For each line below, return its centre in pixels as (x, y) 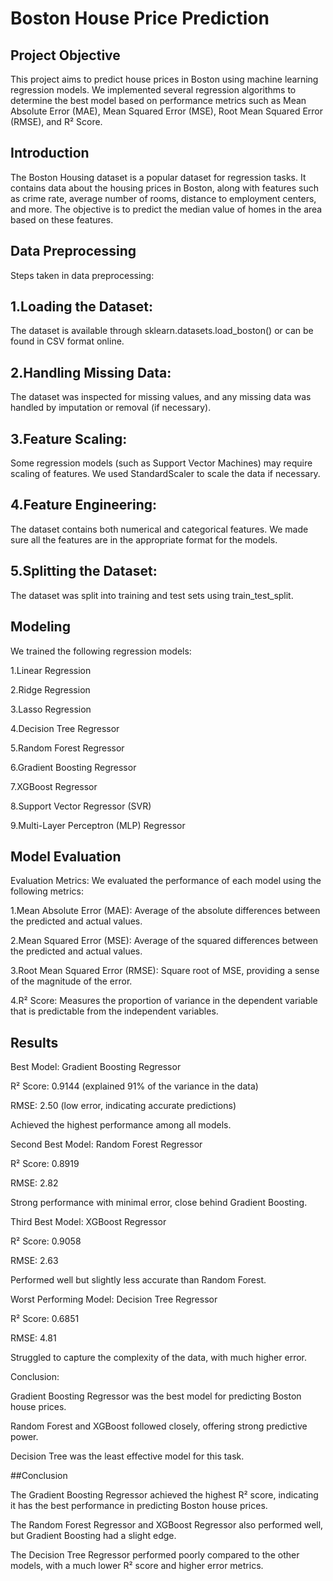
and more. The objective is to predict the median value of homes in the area (166, 209)
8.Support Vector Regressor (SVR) (81, 806)
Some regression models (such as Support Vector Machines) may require (161, 463)
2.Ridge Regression (50, 689)
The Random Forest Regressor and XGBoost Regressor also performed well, (167, 1525)
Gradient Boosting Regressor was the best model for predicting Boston (156, 1396)
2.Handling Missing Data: (91, 372)
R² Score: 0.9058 (46, 1241)
